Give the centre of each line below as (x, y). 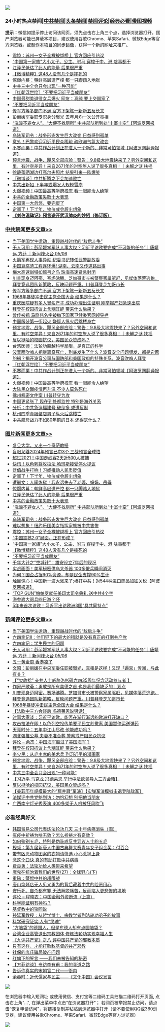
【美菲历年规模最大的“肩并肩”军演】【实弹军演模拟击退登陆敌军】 (78, 791)
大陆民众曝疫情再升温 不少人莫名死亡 (49, 389)
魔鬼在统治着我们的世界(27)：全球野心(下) (55, 872)
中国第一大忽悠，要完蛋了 (38, 203)
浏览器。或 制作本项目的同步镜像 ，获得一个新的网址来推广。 (70, 45)
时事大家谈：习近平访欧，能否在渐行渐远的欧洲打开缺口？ (70, 717)
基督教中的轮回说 (30, 909)
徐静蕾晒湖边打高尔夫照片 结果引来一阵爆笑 (56, 172)
